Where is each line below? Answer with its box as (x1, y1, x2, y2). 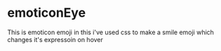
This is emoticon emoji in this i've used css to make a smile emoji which (7, 28, 214, 36)
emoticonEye (7, 5, 86, 21)
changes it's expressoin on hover (7, 35, 104, 43)
